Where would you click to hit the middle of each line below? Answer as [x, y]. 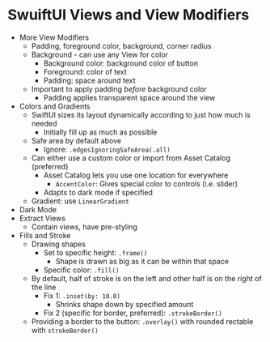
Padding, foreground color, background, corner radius [121, 45]
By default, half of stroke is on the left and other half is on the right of [146, 278]
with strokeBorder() [65, 330]
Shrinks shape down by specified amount [124, 304]
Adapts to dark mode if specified [98, 192]
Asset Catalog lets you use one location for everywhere [136, 175]
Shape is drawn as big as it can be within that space [142, 261]
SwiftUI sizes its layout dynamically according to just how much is [141, 114]
